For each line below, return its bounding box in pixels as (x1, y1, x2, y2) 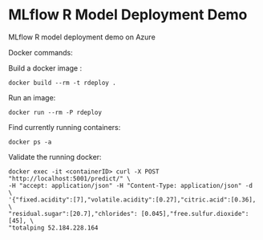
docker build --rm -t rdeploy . (8, 79, 116, 87)
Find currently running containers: (8, 122, 121, 132)
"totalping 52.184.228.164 (8, 223, 99, 232)
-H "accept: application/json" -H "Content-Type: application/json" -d (8, 181, 253, 189)
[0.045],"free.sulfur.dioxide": (140, 209, 249, 218)
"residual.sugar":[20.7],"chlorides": (8, 209, 138, 218)
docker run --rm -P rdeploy (8, 108, 103, 116)
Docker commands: (8, 47, 74, 57)
